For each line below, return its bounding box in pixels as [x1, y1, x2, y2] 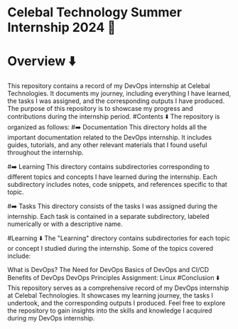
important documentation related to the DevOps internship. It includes [7, 133, 212, 142]
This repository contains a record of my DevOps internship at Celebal [7, 82, 210, 90]
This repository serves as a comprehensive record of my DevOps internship [7, 284, 229, 292]
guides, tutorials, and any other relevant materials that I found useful [7, 141, 207, 149]
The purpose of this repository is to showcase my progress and [7, 104, 193, 113]
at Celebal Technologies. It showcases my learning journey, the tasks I [7, 291, 213, 300]
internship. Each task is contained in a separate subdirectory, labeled [7, 212, 210, 221]
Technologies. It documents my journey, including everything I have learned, [7, 90, 232, 98]
